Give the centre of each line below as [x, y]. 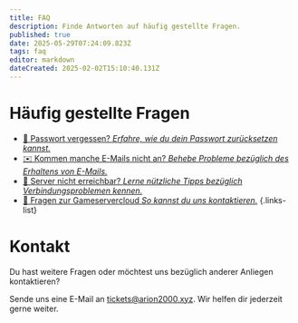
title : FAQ [30, 18]
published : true [40, 34]
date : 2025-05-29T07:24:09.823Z [70, 43]
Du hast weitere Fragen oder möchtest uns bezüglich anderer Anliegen [141, 271]
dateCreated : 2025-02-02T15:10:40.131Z [85, 69]
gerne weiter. [34, 308]
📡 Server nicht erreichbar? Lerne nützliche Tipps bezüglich [132, 181]
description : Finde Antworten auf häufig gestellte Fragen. [125, 26]
